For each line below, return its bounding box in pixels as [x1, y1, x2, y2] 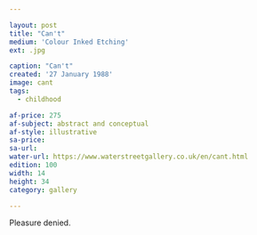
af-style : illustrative [9, 127, 98, 136]
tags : [9, 86, 29, 95]
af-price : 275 [9, 110, 62, 120]
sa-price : [9, 135, 46, 145]
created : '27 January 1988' [9, 70, 114, 79]
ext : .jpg [9, 45, 46, 54]
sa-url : [9, 144, 38, 153]
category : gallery [9, 185, 77, 194]
